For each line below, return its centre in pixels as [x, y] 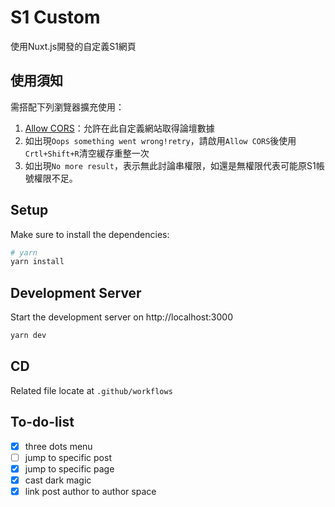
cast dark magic [58, 480]
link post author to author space [90, 491]
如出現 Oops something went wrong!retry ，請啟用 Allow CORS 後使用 [160, 140]
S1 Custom [55, 17]
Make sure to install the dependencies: [90, 234]
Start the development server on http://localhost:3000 [121, 317]
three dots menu [58, 446]
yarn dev [28, 336]
